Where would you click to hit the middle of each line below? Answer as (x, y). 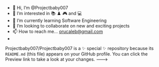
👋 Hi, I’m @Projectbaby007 (40, 8)
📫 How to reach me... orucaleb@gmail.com (58, 31)
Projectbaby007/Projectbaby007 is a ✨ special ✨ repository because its (79, 48)
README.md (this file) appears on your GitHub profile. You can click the (76, 54)
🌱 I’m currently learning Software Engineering (59, 20)
